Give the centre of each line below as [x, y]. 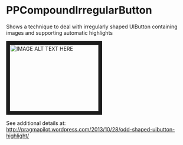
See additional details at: [36, 123]
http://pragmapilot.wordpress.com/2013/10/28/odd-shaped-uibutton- [91, 129]
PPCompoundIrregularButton [79, 10]
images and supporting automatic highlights [60, 32]
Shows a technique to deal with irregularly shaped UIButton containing [92, 27]
